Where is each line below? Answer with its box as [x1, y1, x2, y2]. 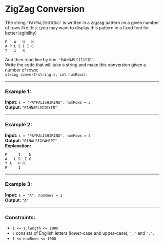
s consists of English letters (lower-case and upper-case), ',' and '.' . [12, 230, 155, 236]
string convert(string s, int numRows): [5, 72, 89, 77]
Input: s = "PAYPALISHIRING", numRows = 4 [5, 132, 91, 138]
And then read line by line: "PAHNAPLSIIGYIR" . [5, 56, 95, 62]
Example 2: [5, 121, 32, 128]
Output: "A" [5, 197, 29, 203]
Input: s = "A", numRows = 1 [5, 192, 62, 198]
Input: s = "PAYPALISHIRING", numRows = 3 [5, 99, 91, 105]
